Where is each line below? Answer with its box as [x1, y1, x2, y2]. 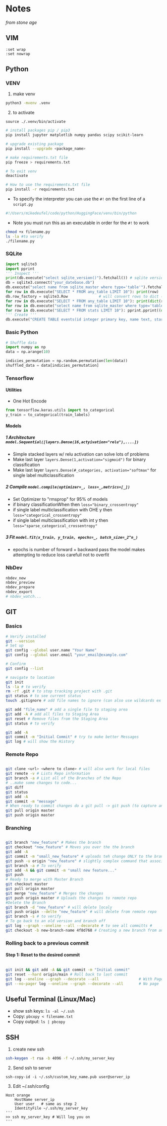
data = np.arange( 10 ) [5, 349, 51, 354]
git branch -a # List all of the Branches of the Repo [5, 776, 121, 781]
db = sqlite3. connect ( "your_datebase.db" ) [5, 280, 95, 285]
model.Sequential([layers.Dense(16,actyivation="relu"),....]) [5, 439, 139, 445]
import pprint [5, 266, 35, 271]
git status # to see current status [5, 694, 81, 699]
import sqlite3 [5, 261, 37, 266]
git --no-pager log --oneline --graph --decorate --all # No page [5, 981, 159, 986]
